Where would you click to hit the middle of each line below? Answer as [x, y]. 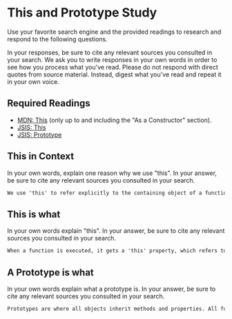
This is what [34, 214]
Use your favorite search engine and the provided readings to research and [114, 32]
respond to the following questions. [58, 39]
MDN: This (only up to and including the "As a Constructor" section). [114, 120]
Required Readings [49, 104]
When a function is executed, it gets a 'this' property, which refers [112, 251]
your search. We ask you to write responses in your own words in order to [112, 59]
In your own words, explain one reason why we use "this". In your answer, [112, 173]
